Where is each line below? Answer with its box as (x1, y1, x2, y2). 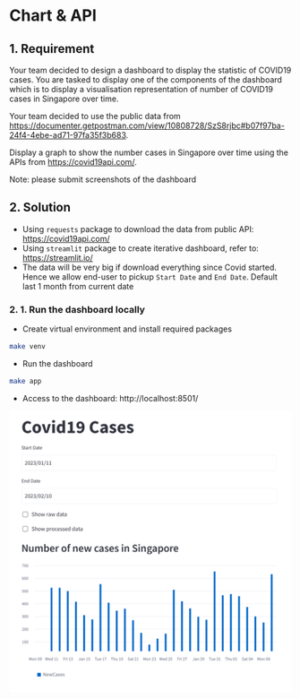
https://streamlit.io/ (21, 252, 93, 263)
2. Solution (9, 200, 72, 215)
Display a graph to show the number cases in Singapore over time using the (9, 147, 289, 158)
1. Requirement (9, 41, 95, 56)
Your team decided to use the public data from (9, 111, 181, 121)
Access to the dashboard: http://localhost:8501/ (21, 393, 199, 403)
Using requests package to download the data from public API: (21, 223, 254, 234)
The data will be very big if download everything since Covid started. (21, 262, 278, 272)
